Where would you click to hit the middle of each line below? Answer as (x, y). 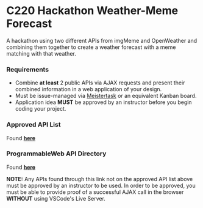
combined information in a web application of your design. (88, 89)
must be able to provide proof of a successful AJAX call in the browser (95, 192)
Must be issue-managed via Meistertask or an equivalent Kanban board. (106, 96)
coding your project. (41, 109)
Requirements (28, 69)
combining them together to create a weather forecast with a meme (91, 47)
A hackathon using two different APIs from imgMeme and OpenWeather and (102, 40)
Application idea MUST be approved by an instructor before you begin (103, 102)
